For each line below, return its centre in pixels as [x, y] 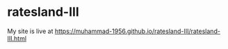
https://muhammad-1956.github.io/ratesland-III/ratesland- [138, 31]
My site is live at [30, 31]
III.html [17, 38]
